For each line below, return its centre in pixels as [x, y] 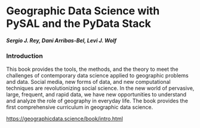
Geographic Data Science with [83, 11]
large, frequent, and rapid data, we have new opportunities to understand [96, 94]
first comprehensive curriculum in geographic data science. [80, 107]
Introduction [24, 56]
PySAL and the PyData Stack [79, 24]
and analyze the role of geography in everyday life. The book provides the [97, 101]
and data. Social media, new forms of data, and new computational [89, 82]
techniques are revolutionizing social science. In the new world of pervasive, [100, 88]
